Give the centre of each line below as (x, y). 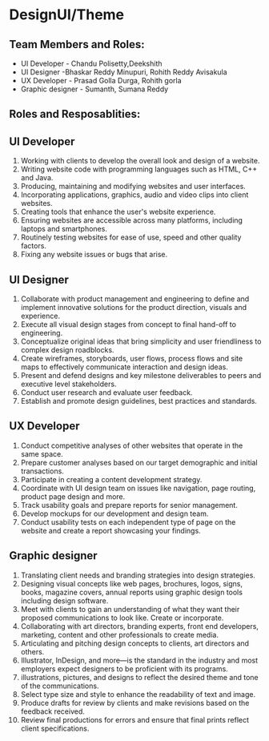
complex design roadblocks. (67, 350)
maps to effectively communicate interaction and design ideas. (124, 367)
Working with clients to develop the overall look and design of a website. (140, 161)
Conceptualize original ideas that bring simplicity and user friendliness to (141, 341)
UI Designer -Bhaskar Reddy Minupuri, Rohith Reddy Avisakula (124, 72)
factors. (34, 246)
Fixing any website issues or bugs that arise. (94, 255)
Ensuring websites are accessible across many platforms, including (132, 220)
